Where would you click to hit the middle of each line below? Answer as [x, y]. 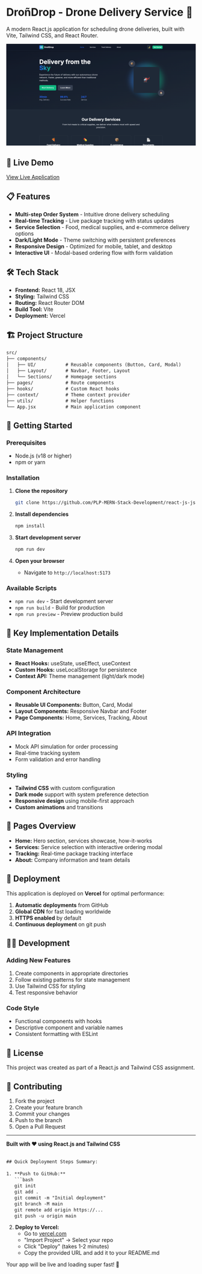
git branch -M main [38, 1204]
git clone [27, 503]
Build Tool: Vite [34, 309]
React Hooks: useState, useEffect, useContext [73, 663]
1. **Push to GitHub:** [36, 1174]
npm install [30, 526]
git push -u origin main [45, 1216]
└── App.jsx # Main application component [74, 407]
